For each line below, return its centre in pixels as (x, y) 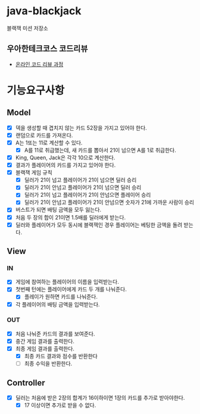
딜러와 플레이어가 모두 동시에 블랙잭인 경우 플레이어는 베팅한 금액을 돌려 (99, 225)
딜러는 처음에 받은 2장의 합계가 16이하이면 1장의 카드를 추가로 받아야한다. (100, 397)
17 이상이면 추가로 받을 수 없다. (60, 405)
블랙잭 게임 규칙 (34, 172)
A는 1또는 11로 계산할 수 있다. (49, 142)
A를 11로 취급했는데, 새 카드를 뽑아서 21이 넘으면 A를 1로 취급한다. (100, 150)
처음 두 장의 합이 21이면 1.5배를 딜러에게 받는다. (71, 217)
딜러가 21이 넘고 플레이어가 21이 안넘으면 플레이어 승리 (87, 195)
